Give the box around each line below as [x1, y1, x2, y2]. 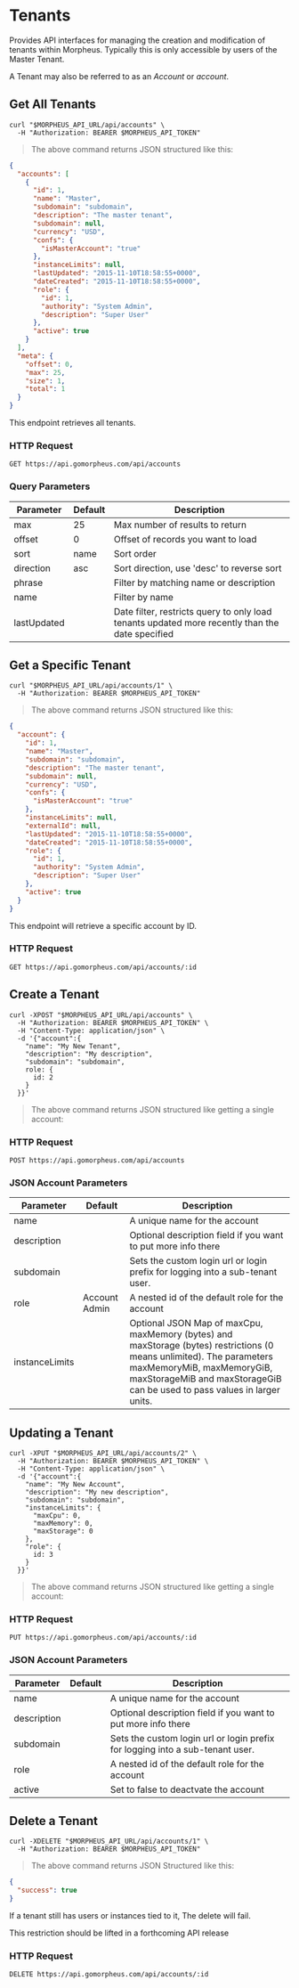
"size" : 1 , [25, 376, 66, 386]
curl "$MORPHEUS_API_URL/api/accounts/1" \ [9, 681, 174, 690]
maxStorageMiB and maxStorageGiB [129, 1373, 282, 1385]
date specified [114, 627, 174, 640]
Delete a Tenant [9, 1813, 98, 1829]
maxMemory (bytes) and [129, 1328, 233, 1340]
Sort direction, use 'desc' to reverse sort [114, 562, 282, 574]
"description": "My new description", [25, 1488, 169, 1497]
